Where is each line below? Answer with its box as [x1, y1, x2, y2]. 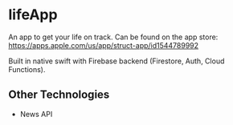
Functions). [8, 64, 46, 74]
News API [19, 109, 53, 119]
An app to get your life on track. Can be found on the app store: [8, 32, 219, 42]
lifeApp [8, 6, 58, 24]
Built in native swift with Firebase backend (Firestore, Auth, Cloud [8, 56, 225, 66]
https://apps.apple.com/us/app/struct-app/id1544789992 [8, 40, 199, 50]
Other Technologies [8, 88, 110, 102]
